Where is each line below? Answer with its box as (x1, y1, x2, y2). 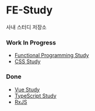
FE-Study (6, 4, 53, 17)
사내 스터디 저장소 (6, 23, 47, 30)
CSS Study (14, 58, 41, 65)
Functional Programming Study (14, 52, 89, 59)
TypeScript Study (14, 92, 57, 99)
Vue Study (14, 86, 40, 93)
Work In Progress (6, 39, 57, 47)
